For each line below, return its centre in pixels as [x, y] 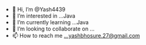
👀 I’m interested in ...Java [44, 16]
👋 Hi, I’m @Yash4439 [39, 9]
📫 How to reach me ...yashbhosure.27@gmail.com [76, 36]
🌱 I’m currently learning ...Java [50, 22]
